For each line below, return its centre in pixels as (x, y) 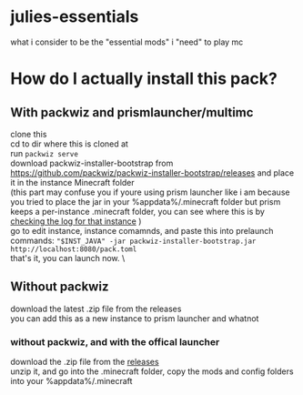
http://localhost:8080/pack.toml (74, 249)
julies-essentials (75, 17)
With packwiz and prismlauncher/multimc (132, 112)
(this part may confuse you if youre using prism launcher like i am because (150, 192)
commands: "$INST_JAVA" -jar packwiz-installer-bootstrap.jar (133, 240)
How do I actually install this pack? (144, 79)
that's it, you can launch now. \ (68, 258)
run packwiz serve (44, 153)
